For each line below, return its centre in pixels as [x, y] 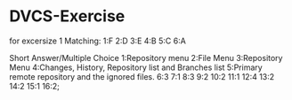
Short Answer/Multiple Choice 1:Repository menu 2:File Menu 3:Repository [146, 58]
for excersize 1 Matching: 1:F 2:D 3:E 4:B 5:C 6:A [98, 41]
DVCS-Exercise [67, 16]
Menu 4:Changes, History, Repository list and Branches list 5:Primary [136, 67]
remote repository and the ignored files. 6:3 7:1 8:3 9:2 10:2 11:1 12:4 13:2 [142, 76]
